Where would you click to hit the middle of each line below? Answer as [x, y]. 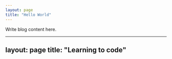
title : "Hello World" [28, 15]
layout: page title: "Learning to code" [66, 50]
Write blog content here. [31, 29]
